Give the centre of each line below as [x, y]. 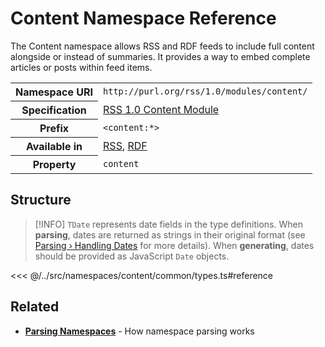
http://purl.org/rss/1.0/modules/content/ [205, 91]
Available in [54, 146]
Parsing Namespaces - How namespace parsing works [139, 331]
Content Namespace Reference [143, 18]
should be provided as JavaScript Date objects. [132, 256]
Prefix [54, 128]
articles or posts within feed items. [81, 67]
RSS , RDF [125, 145]
